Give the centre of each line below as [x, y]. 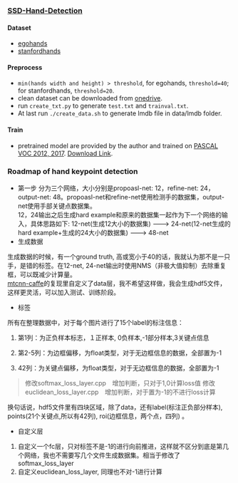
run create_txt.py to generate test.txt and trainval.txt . [103, 106]
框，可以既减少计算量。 [42, 274]
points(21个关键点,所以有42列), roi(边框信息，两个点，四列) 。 [98, 416]
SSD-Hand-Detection [45, 11]
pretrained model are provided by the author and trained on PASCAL [118, 145]
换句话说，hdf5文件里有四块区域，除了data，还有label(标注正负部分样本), [115, 407]
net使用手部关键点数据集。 [57, 206]
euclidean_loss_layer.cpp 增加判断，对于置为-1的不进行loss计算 [120, 392]
